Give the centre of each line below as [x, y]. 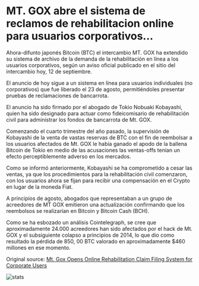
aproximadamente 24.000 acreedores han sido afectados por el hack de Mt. [99, 228]
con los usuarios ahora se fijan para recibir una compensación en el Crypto [98, 180]
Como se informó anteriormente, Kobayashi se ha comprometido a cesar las [99, 168]
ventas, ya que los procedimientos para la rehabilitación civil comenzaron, [97, 174]
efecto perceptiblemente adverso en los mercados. [69, 156]
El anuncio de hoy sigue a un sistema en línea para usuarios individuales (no [99, 83]
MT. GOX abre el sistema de [76, 11]
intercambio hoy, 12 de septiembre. [49, 71]
